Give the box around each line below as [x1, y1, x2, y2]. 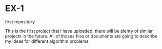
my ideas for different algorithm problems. [5, 38, 90, 44]
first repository [5, 19, 35, 24]
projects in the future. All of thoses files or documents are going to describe [5, 33, 158, 39]
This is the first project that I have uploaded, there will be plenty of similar [5, 28, 153, 34]
